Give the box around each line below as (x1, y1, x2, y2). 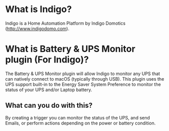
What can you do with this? (5, 101, 93, 110)
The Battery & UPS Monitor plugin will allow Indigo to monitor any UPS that (5, 71, 160, 77)
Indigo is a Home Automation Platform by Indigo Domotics (5, 20, 126, 26)
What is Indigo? (5, 4, 72, 15)
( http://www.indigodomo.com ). (5, 25, 70, 31)
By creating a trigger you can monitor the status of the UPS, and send (5, 114, 150, 120)
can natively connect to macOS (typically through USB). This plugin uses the (5, 76, 164, 82)
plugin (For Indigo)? (5, 54, 89, 65)
